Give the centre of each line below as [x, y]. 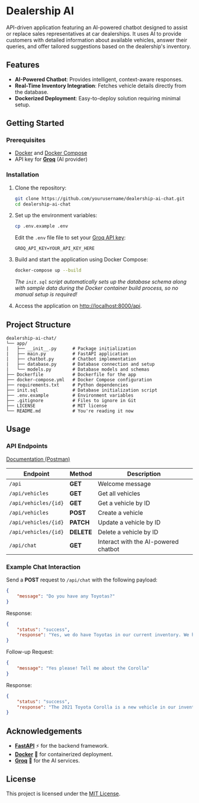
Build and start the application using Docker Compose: [81, 260]
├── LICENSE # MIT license [57, 406]
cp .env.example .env [41, 226]
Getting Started [35, 123]
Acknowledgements [44, 731]
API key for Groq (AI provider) [51, 159]
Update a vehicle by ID [129, 522]
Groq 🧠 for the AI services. [47, 761]
